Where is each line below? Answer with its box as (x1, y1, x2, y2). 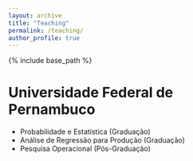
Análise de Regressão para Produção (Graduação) (19, 135, 186, 145)
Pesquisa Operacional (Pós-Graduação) (19, 144, 152, 154)
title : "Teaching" (8, 19, 69, 27)
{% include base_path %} (8, 56, 93, 65)
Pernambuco (8, 100, 96, 119)
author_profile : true (8, 33, 81, 42)
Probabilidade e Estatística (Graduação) (19, 127, 152, 136)
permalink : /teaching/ (8, 26, 84, 34)
